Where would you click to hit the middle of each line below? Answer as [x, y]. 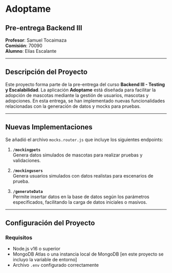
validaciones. [27, 160]
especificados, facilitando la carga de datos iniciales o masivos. [80, 202]
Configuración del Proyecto [50, 223]
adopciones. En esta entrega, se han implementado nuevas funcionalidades [85, 101]
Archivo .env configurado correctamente [56, 265]
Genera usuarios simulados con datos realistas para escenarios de [83, 175]
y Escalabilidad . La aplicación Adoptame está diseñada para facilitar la [81, 90]
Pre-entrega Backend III [44, 28]
